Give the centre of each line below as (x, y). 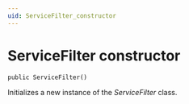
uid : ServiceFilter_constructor (62, 16)
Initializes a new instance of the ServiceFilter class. (92, 93)
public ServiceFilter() (48, 77)
